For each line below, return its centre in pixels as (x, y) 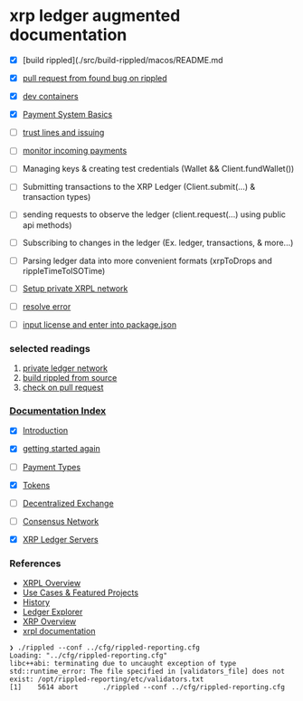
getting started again (62, 449)
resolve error (47, 306)
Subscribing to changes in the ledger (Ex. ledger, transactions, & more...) (158, 242)
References (35, 564)
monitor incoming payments (75, 151)
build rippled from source (70, 378)
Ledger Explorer (52, 612)
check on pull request (63, 388)
